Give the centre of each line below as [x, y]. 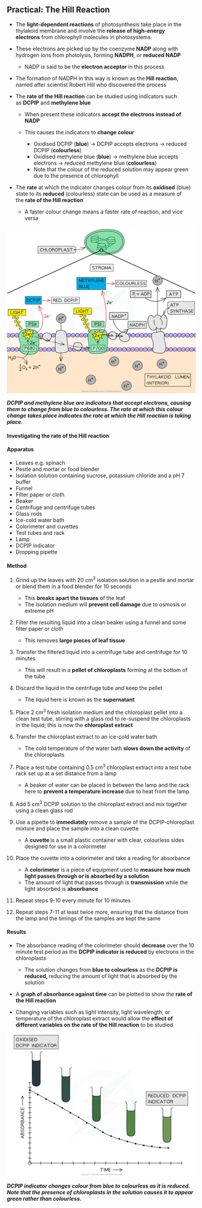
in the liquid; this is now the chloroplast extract [74, 725]
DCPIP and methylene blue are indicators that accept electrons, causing [99, 403]
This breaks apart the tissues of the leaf [75, 598]
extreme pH [39, 610]
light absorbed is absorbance [61, 888]
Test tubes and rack [40, 533]
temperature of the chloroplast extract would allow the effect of [94, 1019]
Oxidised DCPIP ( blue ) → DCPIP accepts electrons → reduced [110, 144]
